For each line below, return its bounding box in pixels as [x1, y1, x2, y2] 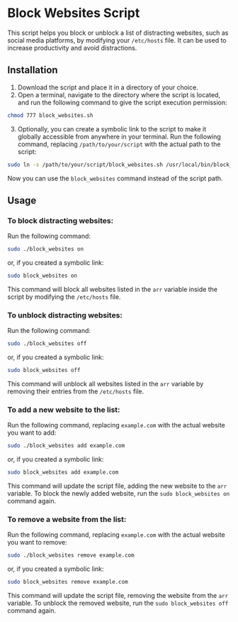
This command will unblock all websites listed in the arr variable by [7, 379, 204, 388]
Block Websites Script [7, 5, 140, 21]
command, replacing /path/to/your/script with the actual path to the [17, 140, 221, 148]
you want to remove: [7, 538, 67, 547]
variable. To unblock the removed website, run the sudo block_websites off [7, 599, 229, 608]
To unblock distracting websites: [7, 310, 123, 320]
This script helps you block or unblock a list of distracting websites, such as [7, 28, 229, 37]
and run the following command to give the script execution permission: [17, 98, 228, 107]
